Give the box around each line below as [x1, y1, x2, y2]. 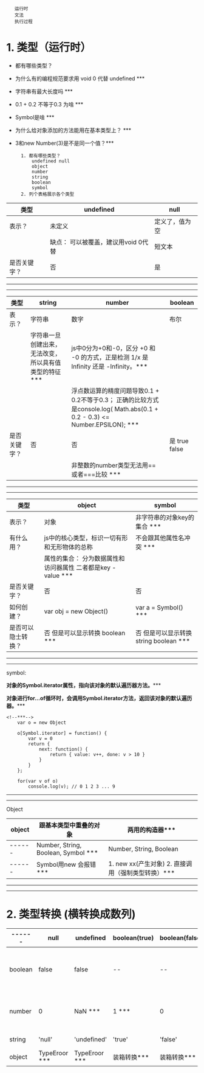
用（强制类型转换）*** [108, 869, 175, 877]
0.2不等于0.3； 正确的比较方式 [71, 395, 159, 404]
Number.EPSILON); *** [71, 420, 140, 429]
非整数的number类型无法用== [71, 461, 156, 470]
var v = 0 [28, 735, 53, 741]
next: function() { [38, 746, 88, 752]
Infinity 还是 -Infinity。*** [71, 362, 148, 370]
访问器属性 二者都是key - [44, 563, 117, 572]
